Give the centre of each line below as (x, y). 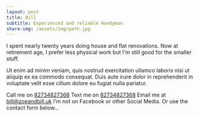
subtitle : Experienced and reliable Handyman (64, 23)
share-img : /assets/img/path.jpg (48, 29)
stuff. (13, 59)
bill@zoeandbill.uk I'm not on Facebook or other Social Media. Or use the (97, 101)
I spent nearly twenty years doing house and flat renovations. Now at (92, 46)
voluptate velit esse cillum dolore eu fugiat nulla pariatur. (77, 83)
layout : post (23, 12)
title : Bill (21, 18)
